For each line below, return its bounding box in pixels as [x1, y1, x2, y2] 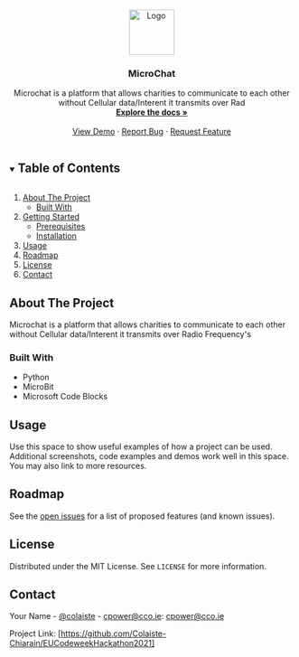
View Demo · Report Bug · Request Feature [71, 127, 232, 137]
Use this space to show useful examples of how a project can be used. [9, 441, 273, 452]
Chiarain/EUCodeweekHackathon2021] [9, 638, 155, 649]
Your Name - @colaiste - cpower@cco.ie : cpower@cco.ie [9, 611, 225, 622]
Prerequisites [35, 221, 86, 232]
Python [22, 371, 50, 383]
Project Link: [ [9, 628, 61, 639]
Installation [35, 230, 77, 241]
